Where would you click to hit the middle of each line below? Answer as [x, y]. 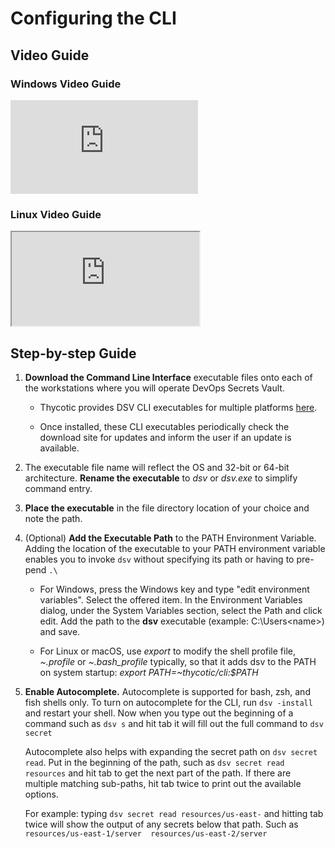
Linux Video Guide [56, 214]
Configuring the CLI [93, 18]
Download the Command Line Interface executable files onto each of [168, 377]
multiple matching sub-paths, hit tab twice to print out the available [163, 783]
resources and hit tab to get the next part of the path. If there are [158, 773]
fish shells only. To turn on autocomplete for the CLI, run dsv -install [168, 702]
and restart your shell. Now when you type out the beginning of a [159, 713]
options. [41, 794]
